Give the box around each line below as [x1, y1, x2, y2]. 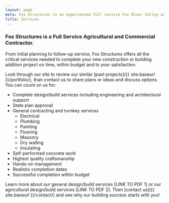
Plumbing [20, 118, 40, 124]
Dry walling [20, 139, 44, 145]
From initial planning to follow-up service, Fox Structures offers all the [5, 51, 150, 57]
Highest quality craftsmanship [12, 155, 75, 161]
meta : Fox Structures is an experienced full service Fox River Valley [5, 12, 158, 17]
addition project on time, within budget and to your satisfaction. [5, 61, 137, 68]
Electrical [20, 113, 40, 119]
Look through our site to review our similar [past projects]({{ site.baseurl [5, 71, 155, 77]
